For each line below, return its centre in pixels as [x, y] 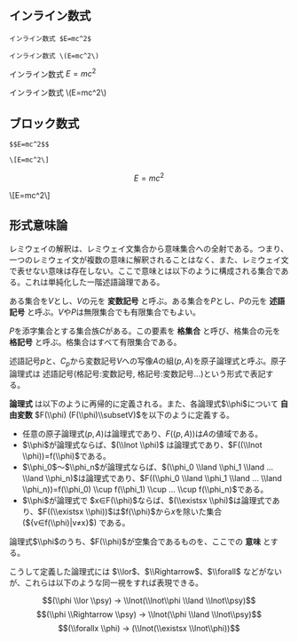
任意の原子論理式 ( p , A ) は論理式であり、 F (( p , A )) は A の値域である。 [142, 433]
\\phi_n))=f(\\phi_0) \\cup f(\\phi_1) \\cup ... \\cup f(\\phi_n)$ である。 [145, 489]
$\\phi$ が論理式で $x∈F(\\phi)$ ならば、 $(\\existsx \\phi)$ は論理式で [147, 500]
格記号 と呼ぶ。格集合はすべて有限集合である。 [95, 341]
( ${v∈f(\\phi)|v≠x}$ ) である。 [76, 522]
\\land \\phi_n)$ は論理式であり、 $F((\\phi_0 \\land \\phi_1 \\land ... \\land [152, 477]
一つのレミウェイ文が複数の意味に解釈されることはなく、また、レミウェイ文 [149, 260]
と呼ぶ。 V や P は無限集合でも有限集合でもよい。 [114, 312]
